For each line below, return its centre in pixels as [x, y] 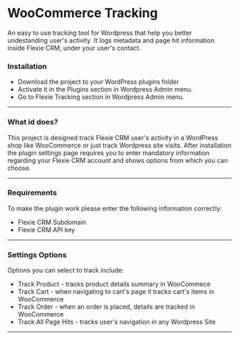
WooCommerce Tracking [83, 13]
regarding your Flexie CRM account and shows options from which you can [118, 160]
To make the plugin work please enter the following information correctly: [115, 208]
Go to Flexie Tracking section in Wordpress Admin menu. [101, 97]
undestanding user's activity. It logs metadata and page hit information [111, 40]
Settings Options [37, 255]
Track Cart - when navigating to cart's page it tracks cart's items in [116, 292]
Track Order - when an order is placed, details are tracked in [106, 307]
